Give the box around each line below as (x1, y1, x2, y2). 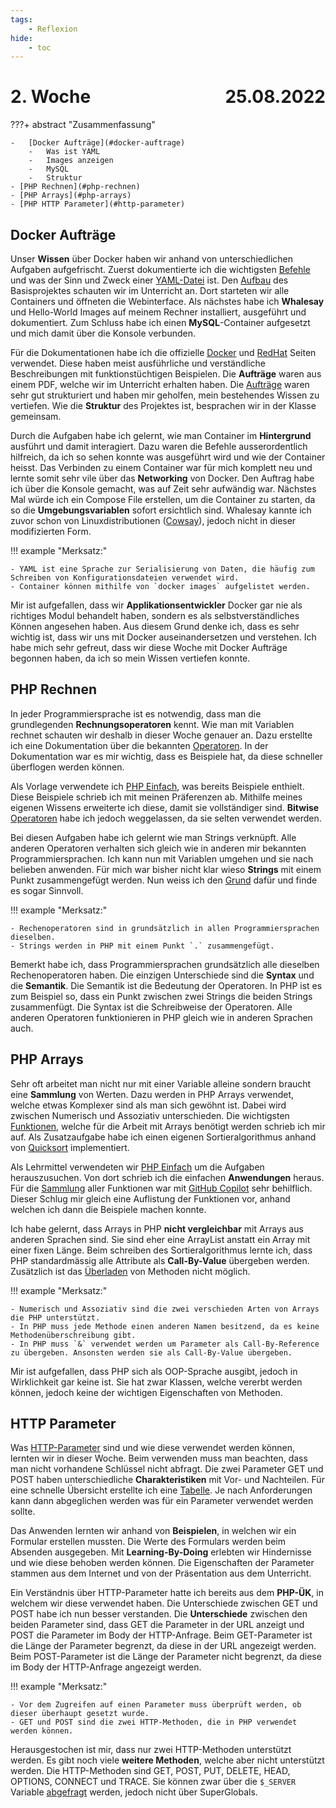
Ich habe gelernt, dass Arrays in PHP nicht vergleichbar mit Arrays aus (10, 1222, 304, 1235)
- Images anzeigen (28, 156, 114, 166)
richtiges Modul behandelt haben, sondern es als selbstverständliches (10, 610, 300, 621)
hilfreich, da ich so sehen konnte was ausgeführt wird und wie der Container (10, 451, 326, 463)
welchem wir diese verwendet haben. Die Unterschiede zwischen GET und (10, 1597, 318, 1610)
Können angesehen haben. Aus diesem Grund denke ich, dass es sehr (10, 621, 300, 632)
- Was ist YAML (28, 147, 101, 157)
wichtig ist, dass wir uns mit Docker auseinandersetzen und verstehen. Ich (10, 631, 317, 643)
